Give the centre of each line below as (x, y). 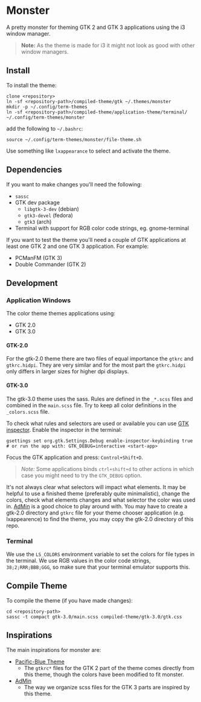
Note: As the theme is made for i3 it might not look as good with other (108, 45)
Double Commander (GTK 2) (50, 264)
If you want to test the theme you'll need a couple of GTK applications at (96, 239)
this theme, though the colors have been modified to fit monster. (104, 674)
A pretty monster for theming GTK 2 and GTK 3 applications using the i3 (96, 27)
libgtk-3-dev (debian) (52, 209)
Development (32, 283)
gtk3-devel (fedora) (49, 215)
